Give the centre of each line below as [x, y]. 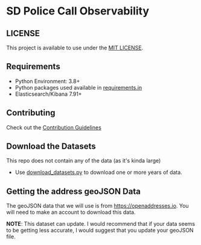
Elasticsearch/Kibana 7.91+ [49, 94]
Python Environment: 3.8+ [47, 81]
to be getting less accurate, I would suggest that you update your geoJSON [100, 231]
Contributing [31, 113]
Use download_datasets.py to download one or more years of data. [98, 172]
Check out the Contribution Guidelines [54, 127]
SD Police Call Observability [78, 11]
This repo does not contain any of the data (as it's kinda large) [84, 161]
